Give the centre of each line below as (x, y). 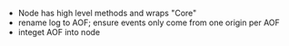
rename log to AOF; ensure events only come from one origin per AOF (149, 23)
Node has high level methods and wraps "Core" (107, 13)
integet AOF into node (59, 32)
